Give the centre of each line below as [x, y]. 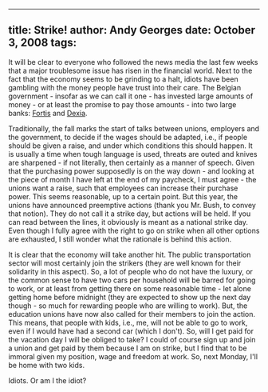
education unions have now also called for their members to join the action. [132, 314]
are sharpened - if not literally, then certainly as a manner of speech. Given [132, 162]
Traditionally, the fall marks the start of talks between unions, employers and [134, 128]
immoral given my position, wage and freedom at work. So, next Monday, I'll [133, 356]
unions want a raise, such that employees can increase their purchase [123, 188]
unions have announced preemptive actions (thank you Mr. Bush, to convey [132, 205]
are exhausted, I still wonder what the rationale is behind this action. [120, 239]
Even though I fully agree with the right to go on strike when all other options [134, 230]
